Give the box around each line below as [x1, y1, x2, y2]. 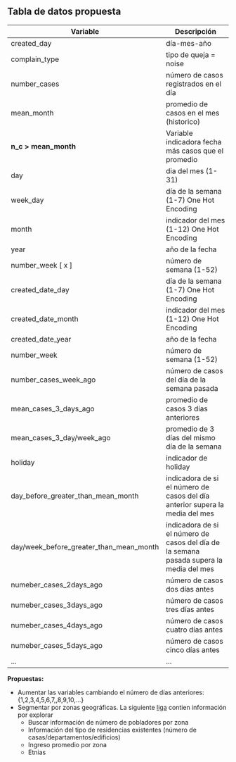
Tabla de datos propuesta [7, 6, 122, 18]
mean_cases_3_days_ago [11, 404, 95, 413]
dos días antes [166, 584, 214, 594]
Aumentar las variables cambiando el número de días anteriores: [17, 688, 204, 697]
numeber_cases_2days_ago [11, 580, 103, 589]
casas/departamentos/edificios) [27, 732, 121, 742]
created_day [11, 38, 52, 48]
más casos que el [166, 146, 224, 156]
